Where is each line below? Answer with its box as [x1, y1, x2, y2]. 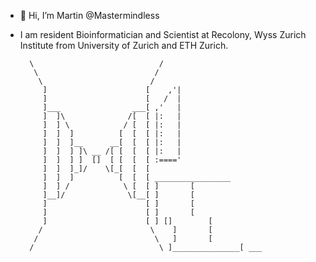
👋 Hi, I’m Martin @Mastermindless [19, 10, 160, 21]
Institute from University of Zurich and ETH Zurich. [19, 40, 229, 51]
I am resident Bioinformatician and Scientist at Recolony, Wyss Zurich [19, 29, 307, 40]
